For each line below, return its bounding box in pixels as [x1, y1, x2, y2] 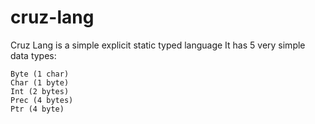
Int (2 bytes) [10, 86, 70, 96]
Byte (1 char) [10, 69, 70, 79]
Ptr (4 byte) [10, 104, 65, 114]
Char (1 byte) [10, 77, 70, 88]
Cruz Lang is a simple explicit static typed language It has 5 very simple [10, 39, 306, 51]
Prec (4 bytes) [10, 95, 74, 105]
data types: [10, 49, 57, 61]
